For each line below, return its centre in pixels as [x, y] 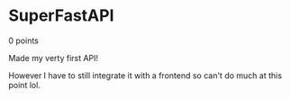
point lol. [25, 85]
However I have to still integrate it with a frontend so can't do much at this [145, 75]
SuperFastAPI [61, 16]
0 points [24, 40]
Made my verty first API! [54, 58]
